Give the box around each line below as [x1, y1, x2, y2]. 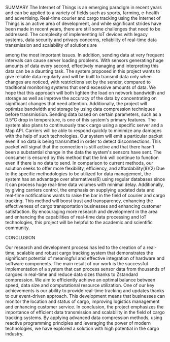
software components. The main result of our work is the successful [5, 261, 148, 266]
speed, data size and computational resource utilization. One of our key [5, 282, 155, 288]
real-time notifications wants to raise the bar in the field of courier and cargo [5, 193, 165, 198]
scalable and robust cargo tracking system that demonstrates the [17, 250, 153, 256]
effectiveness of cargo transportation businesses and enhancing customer [5, 203, 161, 209]
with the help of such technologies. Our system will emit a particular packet [5, 133, 163, 139]
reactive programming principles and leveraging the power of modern [5, 320, 151, 326]
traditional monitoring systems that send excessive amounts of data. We [5, 84, 156, 90]
